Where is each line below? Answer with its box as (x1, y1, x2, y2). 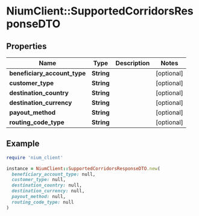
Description (115, 59, 150, 67)
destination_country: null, (11, 182, 83, 188)
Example (6, 139, 40, 149)
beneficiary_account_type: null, (11, 171, 96, 177)
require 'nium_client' (6, 154, 63, 160)
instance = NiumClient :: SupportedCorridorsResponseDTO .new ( (6, 165, 161, 171)
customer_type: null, (11, 177, 66, 183)
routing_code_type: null (11, 199, 74, 205)
